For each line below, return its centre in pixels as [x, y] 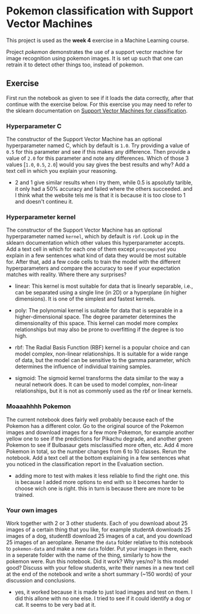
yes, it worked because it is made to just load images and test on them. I [104, 592]
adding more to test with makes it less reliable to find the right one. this [102, 475]
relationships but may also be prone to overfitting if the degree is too [99, 330]
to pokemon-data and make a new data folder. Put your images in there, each [99, 548]
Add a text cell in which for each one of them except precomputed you [91, 249]
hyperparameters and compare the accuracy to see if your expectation [93, 268]
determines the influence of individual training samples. [83, 367]
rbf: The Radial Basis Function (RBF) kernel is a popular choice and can [102, 348]
